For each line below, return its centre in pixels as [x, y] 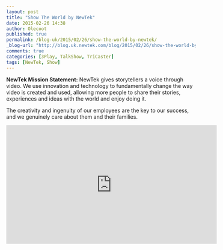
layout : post [23, 12]
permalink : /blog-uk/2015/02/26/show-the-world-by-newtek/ [82, 40]
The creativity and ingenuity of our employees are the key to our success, [98, 110]
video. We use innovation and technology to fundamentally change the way [99, 86]
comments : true [25, 51]
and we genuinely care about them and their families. [72, 117]
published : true [26, 34]
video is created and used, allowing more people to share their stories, [93, 92]
